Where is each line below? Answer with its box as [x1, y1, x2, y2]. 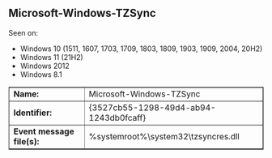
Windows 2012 [19, 61, 70, 70]
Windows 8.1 [19, 69, 62, 79]
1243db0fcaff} [88, 112, 147, 123]
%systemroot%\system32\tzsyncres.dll [88, 130, 240, 142]
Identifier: [13, 107, 53, 118]
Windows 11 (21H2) [19, 52, 83, 62]
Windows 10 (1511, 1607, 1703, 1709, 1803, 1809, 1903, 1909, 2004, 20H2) [19, 44, 263, 53]
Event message [13, 126, 74, 137]
